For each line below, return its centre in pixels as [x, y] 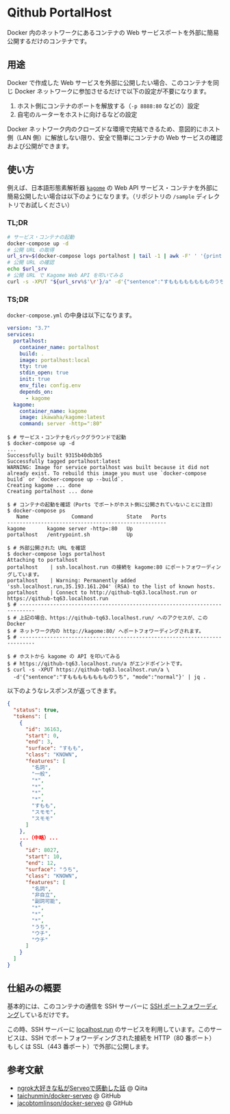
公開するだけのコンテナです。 [49, 41]
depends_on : [36, 392]
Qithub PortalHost [60, 13]
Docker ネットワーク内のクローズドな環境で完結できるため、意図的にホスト [114, 129]
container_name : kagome [53, 411]
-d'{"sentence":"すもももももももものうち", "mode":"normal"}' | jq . [110, 677]
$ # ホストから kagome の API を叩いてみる [64, 656]
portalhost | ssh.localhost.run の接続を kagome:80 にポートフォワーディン [114, 567]
